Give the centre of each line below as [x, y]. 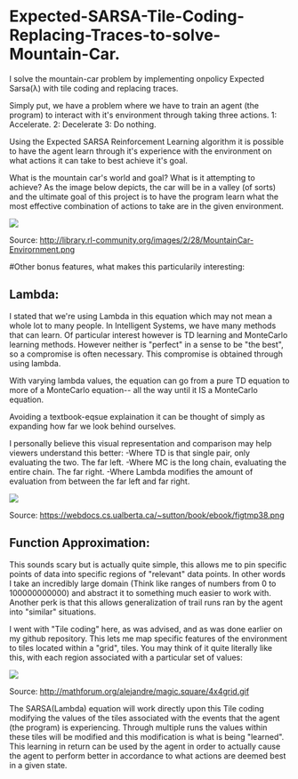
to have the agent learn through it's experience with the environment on [141, 151]
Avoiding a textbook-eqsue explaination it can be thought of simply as [137, 416]
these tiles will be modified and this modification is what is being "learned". [147, 736]
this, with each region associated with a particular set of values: [126, 657]
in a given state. [38, 765]
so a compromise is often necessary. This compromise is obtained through [146, 354]
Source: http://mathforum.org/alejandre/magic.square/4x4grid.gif [129, 691]
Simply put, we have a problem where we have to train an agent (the [134, 105]
